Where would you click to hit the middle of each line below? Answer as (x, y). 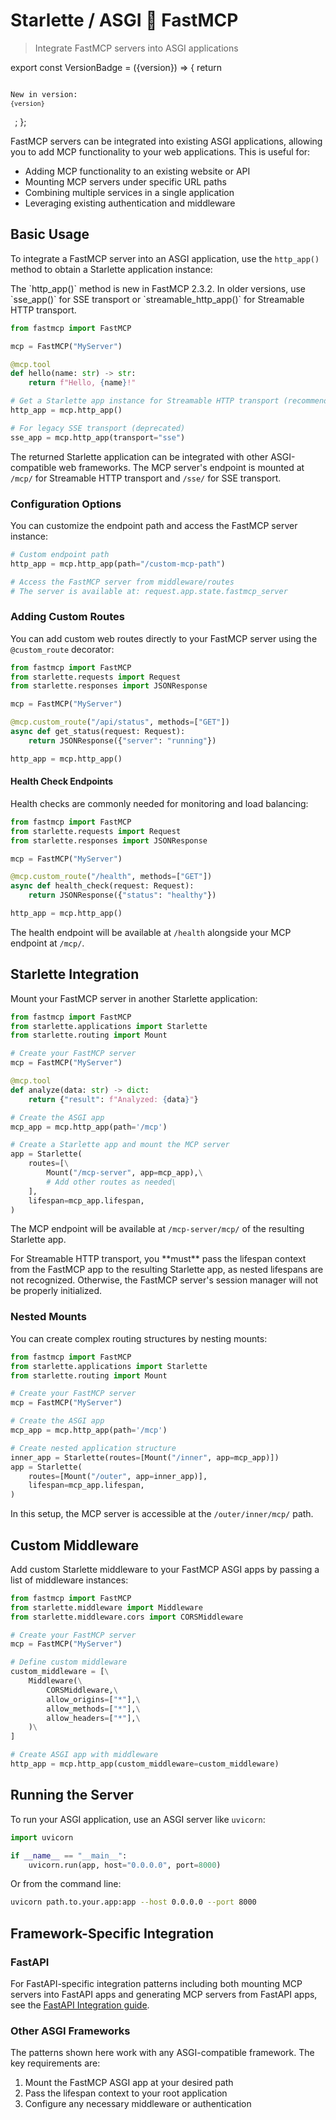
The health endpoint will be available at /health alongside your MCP (151, 932)
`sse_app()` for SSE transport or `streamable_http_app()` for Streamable (157, 299)
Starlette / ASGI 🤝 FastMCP (124, 20)
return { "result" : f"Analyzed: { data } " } (113, 1099)
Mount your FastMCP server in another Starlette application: (134, 998)
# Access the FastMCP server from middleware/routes (122, 582)
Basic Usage (50, 234)
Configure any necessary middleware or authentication (138, 2104)
